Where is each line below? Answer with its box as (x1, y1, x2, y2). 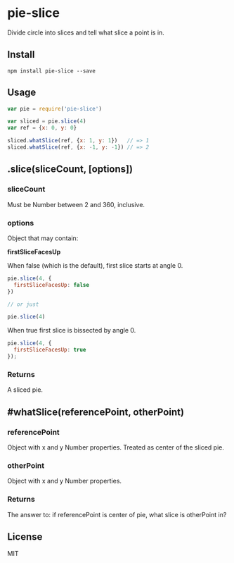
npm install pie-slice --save (7, 67, 96, 75)
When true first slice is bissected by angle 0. (7, 326, 136, 335)
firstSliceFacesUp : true (13, 347, 86, 354)
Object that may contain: (7, 234, 79, 242)
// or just (7, 301, 39, 308)
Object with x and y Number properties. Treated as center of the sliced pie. (7, 443, 225, 452)
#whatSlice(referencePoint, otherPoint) (7, 406, 185, 418)
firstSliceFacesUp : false (13, 281, 90, 288)
